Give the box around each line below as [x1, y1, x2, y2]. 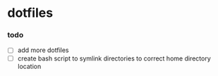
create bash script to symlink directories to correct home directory [17, 54, 211, 63]
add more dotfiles [17, 46, 69, 54]
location [17, 62, 42, 70]
